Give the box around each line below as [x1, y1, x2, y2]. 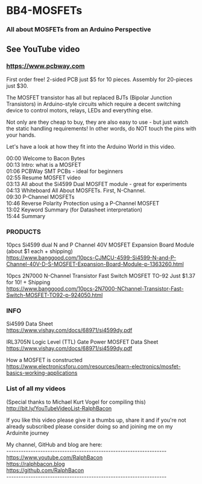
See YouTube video [6, 44, 80, 54]
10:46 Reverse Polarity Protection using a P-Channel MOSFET [6, 199, 160, 207]
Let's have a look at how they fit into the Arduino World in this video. [6, 143, 176, 150]
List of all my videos [6, 384, 66, 393]
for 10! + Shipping [6, 279, 51, 286]
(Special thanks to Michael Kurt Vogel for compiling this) [6, 398, 146, 405]
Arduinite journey [6, 429, 49, 436]
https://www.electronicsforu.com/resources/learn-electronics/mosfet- [6, 363, 181, 370]
